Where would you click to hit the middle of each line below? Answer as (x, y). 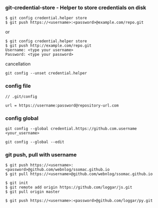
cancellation (18, 64)
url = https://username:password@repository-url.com (62, 106)
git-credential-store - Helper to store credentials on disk (76, 8)
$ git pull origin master (32, 192)
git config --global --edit (35, 142)
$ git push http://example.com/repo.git (49, 46)
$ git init (17, 183)
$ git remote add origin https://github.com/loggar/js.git (69, 187)
